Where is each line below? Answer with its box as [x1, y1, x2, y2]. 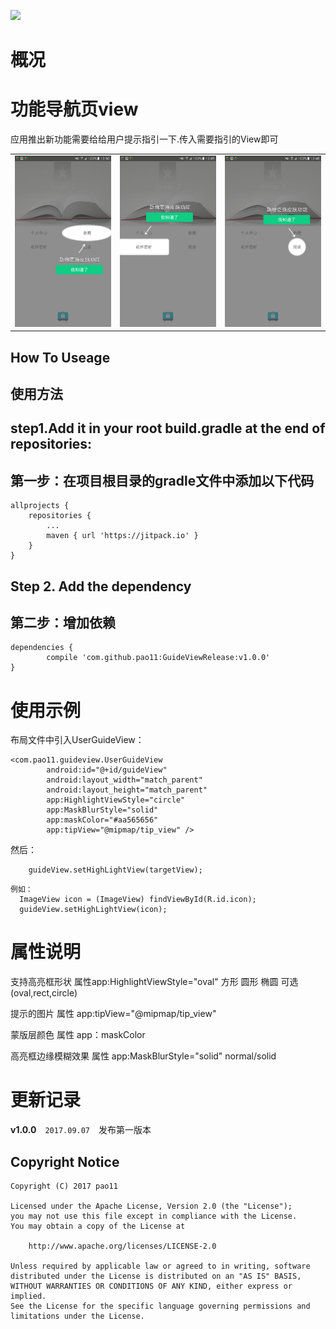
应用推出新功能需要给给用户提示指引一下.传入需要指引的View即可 [10, 133, 279, 145]
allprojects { [10, 501, 70, 511]
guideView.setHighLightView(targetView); [28, 865, 203, 875]
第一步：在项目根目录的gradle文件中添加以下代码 [10, 472, 315, 489]
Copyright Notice [10, 1153, 120, 1170]
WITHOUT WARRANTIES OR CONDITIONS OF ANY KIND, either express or [10, 1281, 293, 1291]
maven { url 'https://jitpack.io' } [46, 531, 199, 541]
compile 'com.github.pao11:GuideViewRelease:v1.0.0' [46, 653, 271, 663]
